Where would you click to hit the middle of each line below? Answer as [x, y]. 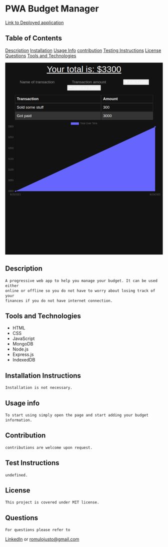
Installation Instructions [43, 375]
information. [19, 420]
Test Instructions [32, 463]
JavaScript [23, 338]
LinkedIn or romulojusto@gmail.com [42, 539]
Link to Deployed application [34, 22]
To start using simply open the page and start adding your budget [77, 415]
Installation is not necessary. [39, 388]
